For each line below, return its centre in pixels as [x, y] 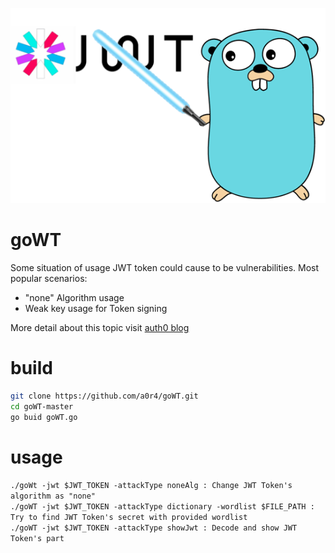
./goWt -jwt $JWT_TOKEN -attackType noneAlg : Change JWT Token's [151, 486]
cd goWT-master [42, 406]
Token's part [37, 539]
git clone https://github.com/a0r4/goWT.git [104, 396]
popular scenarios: [49, 278]
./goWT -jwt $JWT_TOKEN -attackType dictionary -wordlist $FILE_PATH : [162, 507]
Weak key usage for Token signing [96, 308]
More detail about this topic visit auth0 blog [100, 327]
